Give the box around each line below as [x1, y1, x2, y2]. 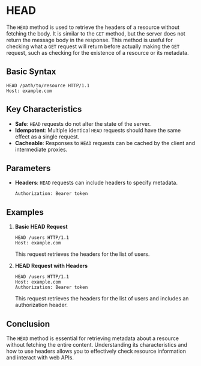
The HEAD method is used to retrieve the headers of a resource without [6, 23, 180, 31]
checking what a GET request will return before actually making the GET [6, 43, 180, 50]
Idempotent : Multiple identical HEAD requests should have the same [14, 126, 181, 134]
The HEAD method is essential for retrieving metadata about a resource [6, 335, 179, 342]
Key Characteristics [6, 104, 82, 114]
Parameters [6, 163, 51, 173]
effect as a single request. [14, 133, 80, 140]
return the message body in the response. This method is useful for [6, 36, 173, 43]
